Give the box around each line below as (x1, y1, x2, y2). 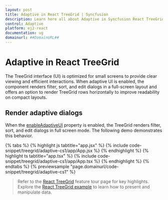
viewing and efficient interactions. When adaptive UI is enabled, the (5, 78, 144, 84)
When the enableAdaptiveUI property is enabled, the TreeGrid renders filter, (5, 122, 161, 128)
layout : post (5, 7, 32, 12)
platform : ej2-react (5, 26, 48, 31)
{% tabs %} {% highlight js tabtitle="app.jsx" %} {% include (5, 142, 128, 148)
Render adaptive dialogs (5, 109, 83, 117)
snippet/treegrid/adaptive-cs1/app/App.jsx (5, 148, 93, 154)
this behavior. (5, 133, 33, 139)
